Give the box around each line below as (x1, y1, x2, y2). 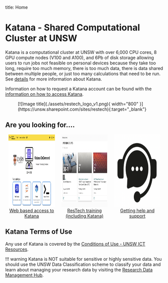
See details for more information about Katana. (5, 76, 102, 82)
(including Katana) (65, 213, 104, 219)
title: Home (5, 5, 28, 10)
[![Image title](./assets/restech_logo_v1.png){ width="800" (18, 101, 139, 107)
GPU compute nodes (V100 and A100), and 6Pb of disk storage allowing (5, 54, 154, 60)
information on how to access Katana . (5, 91, 84, 97)
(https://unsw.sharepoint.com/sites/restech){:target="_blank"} (18, 106, 147, 112)
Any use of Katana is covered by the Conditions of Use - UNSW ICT (5, 241, 146, 247)
